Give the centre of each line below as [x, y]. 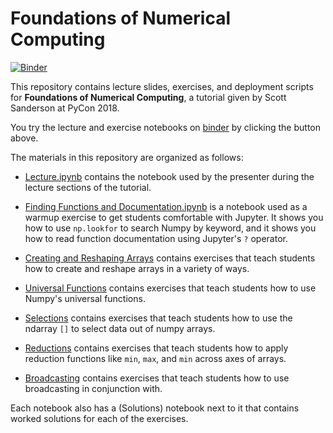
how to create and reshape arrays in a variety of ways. [137, 268]
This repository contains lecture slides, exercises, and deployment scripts [162, 86]
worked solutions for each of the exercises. [99, 418]
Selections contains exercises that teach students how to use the [158, 318]
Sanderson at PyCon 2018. [65, 108]
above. [24, 138]
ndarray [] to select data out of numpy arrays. [120, 328]
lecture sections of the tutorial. [88, 187]
